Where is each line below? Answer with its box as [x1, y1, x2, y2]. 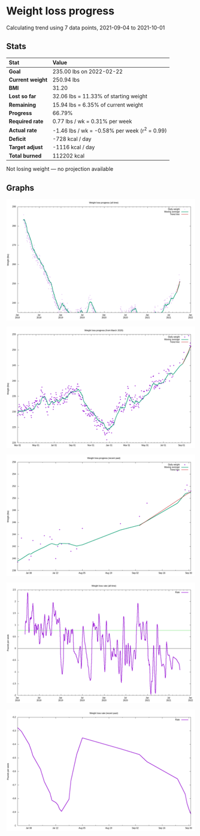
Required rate [8, 118, 44, 125]
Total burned [8, 152, 42, 159]
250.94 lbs [52, 76, 80, 83]
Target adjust [8, 144, 43, 151]
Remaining [8, 101, 37, 108]
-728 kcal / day [52, 135, 92, 143]
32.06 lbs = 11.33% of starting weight [52, 93, 148, 100]
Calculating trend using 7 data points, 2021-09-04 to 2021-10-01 [6, 24, 165, 31]
